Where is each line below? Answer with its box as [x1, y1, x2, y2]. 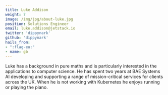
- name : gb [5, 49, 28, 54]
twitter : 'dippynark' [5, 30, 51, 35]
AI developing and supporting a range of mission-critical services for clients [5, 73, 163, 79]
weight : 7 [5, 12, 26, 17]
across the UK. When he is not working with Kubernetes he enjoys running [5, 78, 160, 85]
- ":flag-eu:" [5, 44, 35, 49]
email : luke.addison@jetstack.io [5, 26, 76, 31]
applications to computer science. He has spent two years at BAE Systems [5, 68, 160, 74]
